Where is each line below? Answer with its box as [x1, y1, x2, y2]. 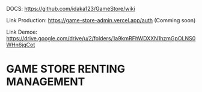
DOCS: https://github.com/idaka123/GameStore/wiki [6, 5, 135, 12]
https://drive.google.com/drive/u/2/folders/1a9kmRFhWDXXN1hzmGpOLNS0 [6, 35, 196, 41]
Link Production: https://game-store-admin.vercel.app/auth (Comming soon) [6, 17, 196, 23]
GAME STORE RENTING [6, 63, 125, 76]
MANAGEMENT [6, 75, 85, 89]
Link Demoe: [6, 28, 38, 35]
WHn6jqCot [6, 41, 35, 48]
